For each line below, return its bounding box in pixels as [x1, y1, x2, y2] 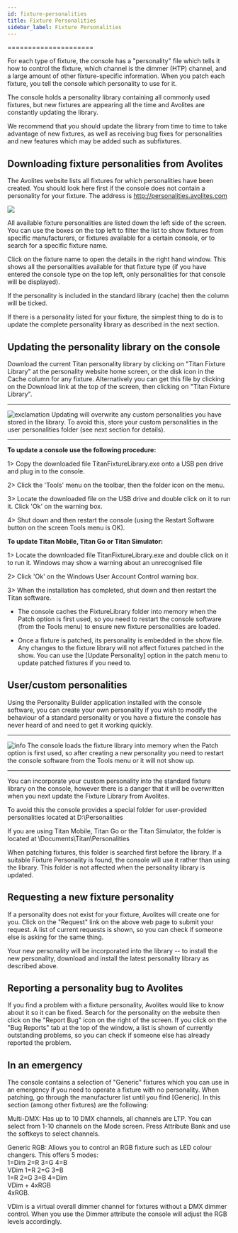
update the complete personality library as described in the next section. [7, 320, 220, 329]
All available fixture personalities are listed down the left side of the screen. [7, 219, 227, 227]
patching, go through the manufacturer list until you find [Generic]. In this [7, 1093, 221, 1102]
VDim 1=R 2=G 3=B [7, 1166, 64, 1175]
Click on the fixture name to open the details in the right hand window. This [7, 255, 227, 263]
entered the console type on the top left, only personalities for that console [7, 270, 226, 279]
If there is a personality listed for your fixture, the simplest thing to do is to [7, 313, 223, 322]
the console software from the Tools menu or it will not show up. [7, 756, 195, 765]
